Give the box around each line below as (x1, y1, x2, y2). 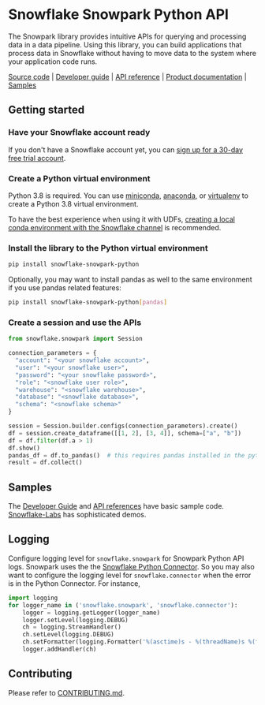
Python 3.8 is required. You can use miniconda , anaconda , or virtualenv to (8, 191, 248, 200)
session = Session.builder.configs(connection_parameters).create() (8, 422, 238, 431)
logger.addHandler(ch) (22, 645, 97, 654)
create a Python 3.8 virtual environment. (8, 199, 139, 208)
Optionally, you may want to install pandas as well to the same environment (8, 274, 252, 285)
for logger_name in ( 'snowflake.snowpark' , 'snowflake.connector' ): (8, 601, 238, 609)
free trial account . (8, 153, 66, 162)
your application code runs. (8, 57, 98, 66)
